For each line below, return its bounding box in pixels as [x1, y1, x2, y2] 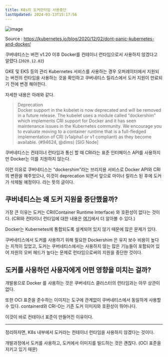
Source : [5, 36, 22, 42]
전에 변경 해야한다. [10, 81, 46, 87]
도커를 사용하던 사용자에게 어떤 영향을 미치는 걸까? [5, 265, 151, 274]
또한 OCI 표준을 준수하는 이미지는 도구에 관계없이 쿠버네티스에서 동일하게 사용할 [5, 297, 161, 303]
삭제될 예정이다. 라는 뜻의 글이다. [10, 179, 74, 185]
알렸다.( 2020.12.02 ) [5, 57, 44, 63]
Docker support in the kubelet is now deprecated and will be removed [17, 107, 161, 113]
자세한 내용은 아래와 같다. [5, 92, 55, 98]
